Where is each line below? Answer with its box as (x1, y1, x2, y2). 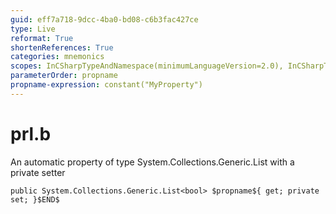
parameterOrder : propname (10, 71, 118, 81)
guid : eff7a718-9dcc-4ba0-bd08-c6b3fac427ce (10, 14, 199, 25)
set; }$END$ (10, 194, 60, 205)
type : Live (10, 24, 56, 34)
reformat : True (10, 33, 74, 43)
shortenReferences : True (10, 42, 114, 53)
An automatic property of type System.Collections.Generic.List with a (10, 156, 295, 168)
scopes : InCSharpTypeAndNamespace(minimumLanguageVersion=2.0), (10, 61, 284, 71)
